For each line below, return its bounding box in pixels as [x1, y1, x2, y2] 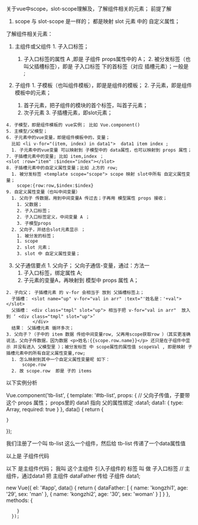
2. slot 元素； [17, 244, 51, 250]
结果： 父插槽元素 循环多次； [11, 325, 74, 331]
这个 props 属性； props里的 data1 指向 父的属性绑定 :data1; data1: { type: [6, 399, 184, 406]
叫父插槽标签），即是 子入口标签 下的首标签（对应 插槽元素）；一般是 [23, 63, 189, 70]
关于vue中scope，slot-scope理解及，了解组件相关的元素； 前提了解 [6, 5, 172, 12]
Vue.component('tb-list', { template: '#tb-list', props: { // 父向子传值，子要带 [6, 392, 190, 398]
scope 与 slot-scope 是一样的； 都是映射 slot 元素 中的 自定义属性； [14, 18, 180, 25]
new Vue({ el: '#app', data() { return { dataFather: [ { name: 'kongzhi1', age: [6, 484, 188, 491]
